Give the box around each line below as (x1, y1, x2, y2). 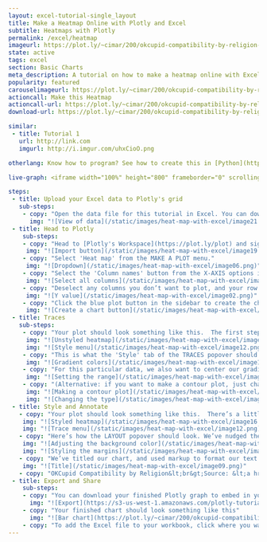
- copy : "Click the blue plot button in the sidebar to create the (22, 299, 250, 307)
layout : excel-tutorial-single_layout (8, 11, 137, 20)
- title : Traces (11, 314, 66, 322)
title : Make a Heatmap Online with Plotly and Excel (8, 19, 187, 27)
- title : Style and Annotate (11, 403, 109, 410)
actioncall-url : (8, 100, 62, 108)
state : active (8, 49, 56, 57)
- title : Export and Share (11, 477, 102, 485)
